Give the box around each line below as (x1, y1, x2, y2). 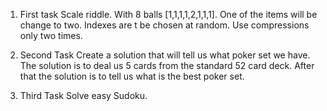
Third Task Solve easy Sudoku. (19, 90, 148, 101)
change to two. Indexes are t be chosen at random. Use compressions (19, 19, 310, 31)
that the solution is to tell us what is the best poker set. (19, 70, 245, 82)
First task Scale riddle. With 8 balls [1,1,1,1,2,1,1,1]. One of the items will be (19, 9, 318, 20)
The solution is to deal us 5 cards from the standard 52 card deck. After (19, 60, 315, 71)
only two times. (19, 30, 83, 41)
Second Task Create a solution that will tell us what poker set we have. (19, 49, 311, 61)
